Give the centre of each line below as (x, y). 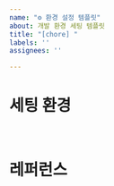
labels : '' (30, 42)
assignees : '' (36, 51)
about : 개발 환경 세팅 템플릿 (57, 26)
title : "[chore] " (44, 34)
